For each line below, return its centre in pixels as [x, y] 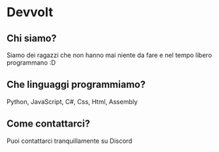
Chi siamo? [32, 38]
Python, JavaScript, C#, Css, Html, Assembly [72, 101]
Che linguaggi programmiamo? [76, 85]
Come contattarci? [48, 124]
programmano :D [31, 63]
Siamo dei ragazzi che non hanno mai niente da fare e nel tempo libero [109, 55]
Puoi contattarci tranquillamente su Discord [70, 141]
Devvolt [30, 12]
